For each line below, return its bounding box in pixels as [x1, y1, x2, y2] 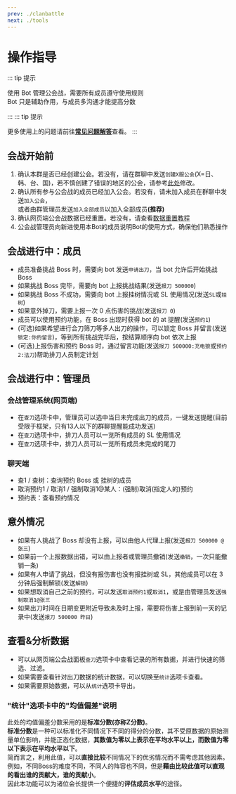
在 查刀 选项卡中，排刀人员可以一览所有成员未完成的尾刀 [17, 439, 176, 448]
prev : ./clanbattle [7, 10, 65, 18]
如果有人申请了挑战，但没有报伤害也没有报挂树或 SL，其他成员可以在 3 [17, 570, 223, 578]
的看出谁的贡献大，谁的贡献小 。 [7, 770, 100, 779]
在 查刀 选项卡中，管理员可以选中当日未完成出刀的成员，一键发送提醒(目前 [17, 412, 228, 422]
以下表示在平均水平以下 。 [7, 744, 81, 753]
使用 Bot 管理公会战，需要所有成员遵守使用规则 [7, 89, 144, 97]
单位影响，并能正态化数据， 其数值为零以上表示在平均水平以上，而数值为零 [13, 735, 229, 743]
